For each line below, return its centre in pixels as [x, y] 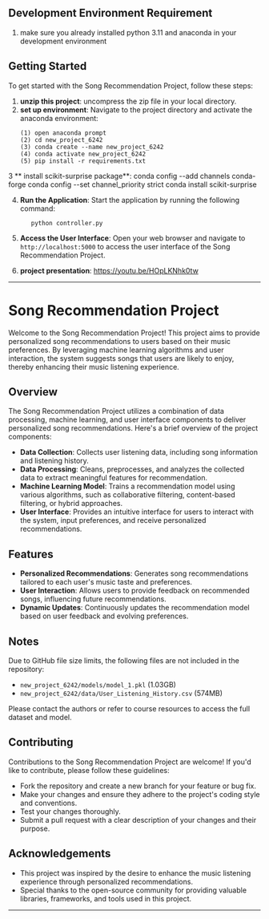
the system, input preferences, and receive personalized [113, 520]
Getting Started [48, 66]
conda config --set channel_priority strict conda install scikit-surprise [143, 184]
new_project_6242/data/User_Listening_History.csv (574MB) [121, 693]
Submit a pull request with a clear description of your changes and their [138, 820]
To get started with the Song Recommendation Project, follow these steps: [131, 85]
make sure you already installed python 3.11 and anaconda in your [128, 32]
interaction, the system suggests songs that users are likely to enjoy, [121, 358]
